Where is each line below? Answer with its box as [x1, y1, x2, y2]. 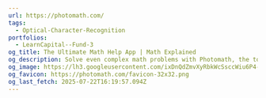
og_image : [8, 63, 41, 71]
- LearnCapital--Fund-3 [15, 41, 93, 49]
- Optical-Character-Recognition [15, 26, 126, 34]
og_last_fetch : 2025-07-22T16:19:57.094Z [8, 77, 147, 85]
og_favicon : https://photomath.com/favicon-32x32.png [8, 70, 190, 78]
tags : [8, 19, 26, 27]
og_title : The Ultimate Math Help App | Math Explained [8, 48, 196, 56]
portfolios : [8, 33, 47, 42]
